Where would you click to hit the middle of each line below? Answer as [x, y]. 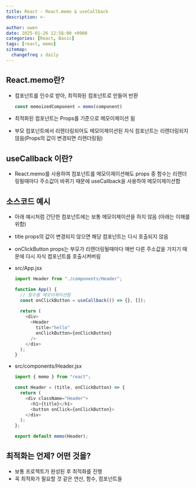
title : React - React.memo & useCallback [57, 11]
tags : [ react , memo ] [31, 44]
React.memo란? [36, 80]
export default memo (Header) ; [51, 436]
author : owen [22, 28]
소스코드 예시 [28, 201]
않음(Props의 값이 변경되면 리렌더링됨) [59, 138]
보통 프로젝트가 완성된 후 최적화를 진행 [58, 471]
